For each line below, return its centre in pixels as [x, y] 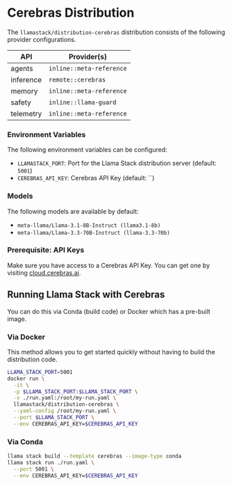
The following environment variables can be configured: [88, 150]
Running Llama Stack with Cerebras [86, 295]
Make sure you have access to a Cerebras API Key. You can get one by [109, 265]
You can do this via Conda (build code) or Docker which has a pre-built [109, 311]
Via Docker [26, 337]
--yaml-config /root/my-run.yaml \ [65, 411]
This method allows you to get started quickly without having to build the [111, 352]
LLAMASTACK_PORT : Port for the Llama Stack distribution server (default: [117, 163]
